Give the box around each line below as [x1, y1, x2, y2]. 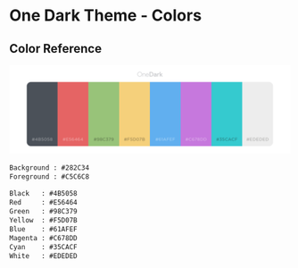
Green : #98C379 [9, 207, 78, 216]
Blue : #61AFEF [9, 225, 78, 234]
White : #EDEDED [9, 252, 78, 261]
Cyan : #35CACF [9, 243, 78, 252]
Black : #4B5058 [9, 189, 78, 198]
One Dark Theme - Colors [9, 5, 203, 26]
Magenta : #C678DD [9, 234, 78, 243]
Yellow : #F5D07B [9, 216, 78, 225]
